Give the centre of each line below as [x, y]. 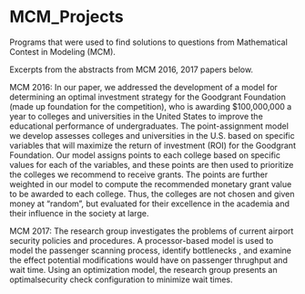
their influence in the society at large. [79, 213]
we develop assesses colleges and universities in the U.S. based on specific [152, 135]
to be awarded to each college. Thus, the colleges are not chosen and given [152, 194]
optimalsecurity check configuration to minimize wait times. [122, 279]
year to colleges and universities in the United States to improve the [137, 116]
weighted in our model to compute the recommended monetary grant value [151, 184]
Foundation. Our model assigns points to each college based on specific [145, 155]
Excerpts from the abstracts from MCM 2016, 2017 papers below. [131, 69]
